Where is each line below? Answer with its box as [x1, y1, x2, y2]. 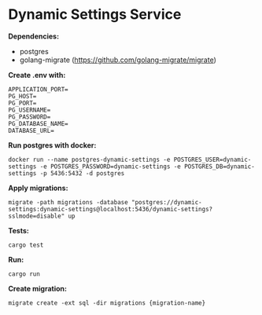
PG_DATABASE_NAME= [8, 119, 68, 127]
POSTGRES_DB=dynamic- [183, 163, 256, 170]
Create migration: [8, 284, 67, 293]
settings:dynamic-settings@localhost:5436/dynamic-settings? [8, 205, 213, 213]
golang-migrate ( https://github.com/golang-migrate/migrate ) [19, 55, 216, 64]
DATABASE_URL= [8, 126, 55, 134]
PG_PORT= [8, 99, 37, 107]
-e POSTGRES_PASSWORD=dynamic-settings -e [39, 163, 181, 170]
